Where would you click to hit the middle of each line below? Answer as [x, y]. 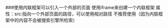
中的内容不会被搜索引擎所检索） [43, 20]
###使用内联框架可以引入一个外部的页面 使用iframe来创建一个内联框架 [80, 7]
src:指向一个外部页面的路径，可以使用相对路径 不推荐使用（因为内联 [86, 14]
